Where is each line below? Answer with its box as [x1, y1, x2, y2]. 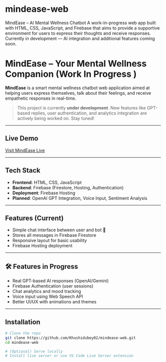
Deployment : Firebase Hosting [12, 190, 76, 196]
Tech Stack [5, 166, 41, 175]
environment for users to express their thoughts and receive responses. [5, 30, 151, 36]
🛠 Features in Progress [5, 262, 78, 271]
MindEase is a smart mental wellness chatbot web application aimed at [5, 85, 150, 91]
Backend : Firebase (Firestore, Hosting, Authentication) [12, 184, 124, 190]
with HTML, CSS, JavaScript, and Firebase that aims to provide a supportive [5, 25, 160, 31]
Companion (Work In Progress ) [5, 69, 137, 80]
